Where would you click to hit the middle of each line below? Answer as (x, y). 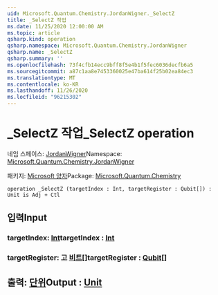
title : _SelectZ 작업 (37, 20)
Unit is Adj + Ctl (34, 195)
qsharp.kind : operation (42, 39)
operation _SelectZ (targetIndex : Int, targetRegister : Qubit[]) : (110, 189)
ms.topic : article (34, 33)
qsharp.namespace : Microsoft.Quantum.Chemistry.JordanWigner (97, 46)
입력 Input (27, 218)
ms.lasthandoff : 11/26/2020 (48, 91)
